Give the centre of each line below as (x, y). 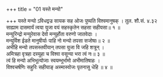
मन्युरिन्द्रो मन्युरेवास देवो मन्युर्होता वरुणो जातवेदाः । (52, 34)
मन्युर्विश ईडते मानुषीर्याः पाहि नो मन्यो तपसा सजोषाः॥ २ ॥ (58, 41)
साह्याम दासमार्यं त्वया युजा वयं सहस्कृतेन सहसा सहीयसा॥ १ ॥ (63, 27)
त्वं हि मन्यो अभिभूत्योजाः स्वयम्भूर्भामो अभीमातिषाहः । (53, 61)
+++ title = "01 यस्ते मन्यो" (35, 9)
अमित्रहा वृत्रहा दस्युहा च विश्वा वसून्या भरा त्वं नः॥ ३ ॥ (56, 54)
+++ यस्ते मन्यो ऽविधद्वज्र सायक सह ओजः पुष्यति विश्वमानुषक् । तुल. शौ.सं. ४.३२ (82, 21)
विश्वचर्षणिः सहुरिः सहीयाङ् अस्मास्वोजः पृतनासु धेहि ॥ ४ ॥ (59, 67)
